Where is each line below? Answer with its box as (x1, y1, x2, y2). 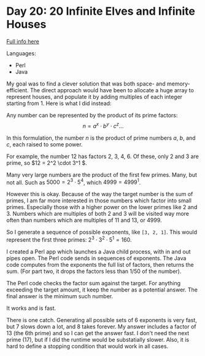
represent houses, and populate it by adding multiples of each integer (6, 93, 183, 100)
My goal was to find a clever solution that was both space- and (6, 80, 166, 87)
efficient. (6, 86, 29, 93)
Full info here (6, 38, 40, 45)
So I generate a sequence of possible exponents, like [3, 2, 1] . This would (6, 229, 198, 236)
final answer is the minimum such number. (6, 292, 114, 299)
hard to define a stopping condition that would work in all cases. (6, 342, 169, 350)
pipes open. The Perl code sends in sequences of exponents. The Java (6, 254, 187, 262)
